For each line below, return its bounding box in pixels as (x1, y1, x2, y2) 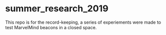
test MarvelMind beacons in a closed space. (5, 24, 97, 30)
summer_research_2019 (5, 3, 109, 14)
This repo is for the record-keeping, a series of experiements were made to (5, 19, 161, 25)
